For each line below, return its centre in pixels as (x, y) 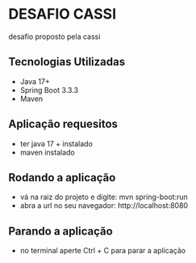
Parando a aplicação (60, 231)
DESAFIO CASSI (63, 14)
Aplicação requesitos (63, 124)
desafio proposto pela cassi (54, 36)
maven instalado (47, 152)
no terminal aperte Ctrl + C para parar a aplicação (103, 251)
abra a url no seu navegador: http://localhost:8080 (104, 206)
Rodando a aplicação (62, 178)
